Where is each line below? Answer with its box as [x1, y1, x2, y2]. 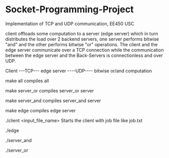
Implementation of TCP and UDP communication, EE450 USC [5, 21, 134, 27]
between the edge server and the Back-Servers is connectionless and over [5, 52, 163, 58]
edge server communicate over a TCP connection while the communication [5, 47, 164, 53]
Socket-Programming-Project [5, 4, 134, 15]
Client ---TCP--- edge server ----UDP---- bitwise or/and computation [5, 68, 152, 74]
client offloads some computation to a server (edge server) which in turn [5, 30, 158, 36]
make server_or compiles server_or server [5, 87, 94, 93]
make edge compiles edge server [5, 107, 76, 113]
